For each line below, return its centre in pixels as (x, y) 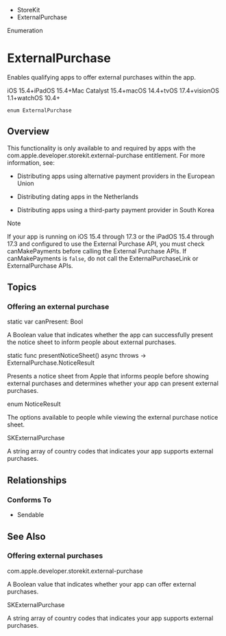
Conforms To (29, 499)
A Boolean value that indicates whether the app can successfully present (110, 335)
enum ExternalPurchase (39, 110)
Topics (22, 287)
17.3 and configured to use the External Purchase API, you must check (106, 244)
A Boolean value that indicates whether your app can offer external (102, 584)
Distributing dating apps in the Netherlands (78, 196)
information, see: (31, 162)
